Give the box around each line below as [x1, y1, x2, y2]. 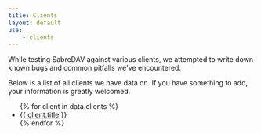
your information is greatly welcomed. [8, 87, 131, 96]
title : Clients [8, 11, 58, 20]
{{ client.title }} [19, 110, 67, 120]
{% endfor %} [19, 118, 65, 128]
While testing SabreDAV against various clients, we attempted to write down [8, 55, 253, 64]
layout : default [8, 19, 61, 27]
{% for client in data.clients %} [19, 102, 119, 111]
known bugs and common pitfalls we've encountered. [8, 63, 182, 73]
